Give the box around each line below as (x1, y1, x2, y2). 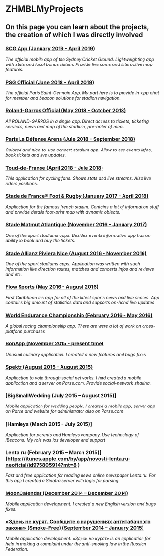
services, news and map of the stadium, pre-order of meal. (5, 124, 125, 129)
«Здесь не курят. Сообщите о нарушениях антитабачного (5, 518, 151, 525)
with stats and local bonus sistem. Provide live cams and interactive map (5, 61, 153, 67)
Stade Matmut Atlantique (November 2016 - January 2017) (5, 221, 147, 228)
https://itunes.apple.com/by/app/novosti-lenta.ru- (7, 455, 131, 462)
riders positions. (5, 181, 38, 187)
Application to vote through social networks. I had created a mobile (5, 375, 142, 381)
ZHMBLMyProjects (5, 3, 84, 15)
